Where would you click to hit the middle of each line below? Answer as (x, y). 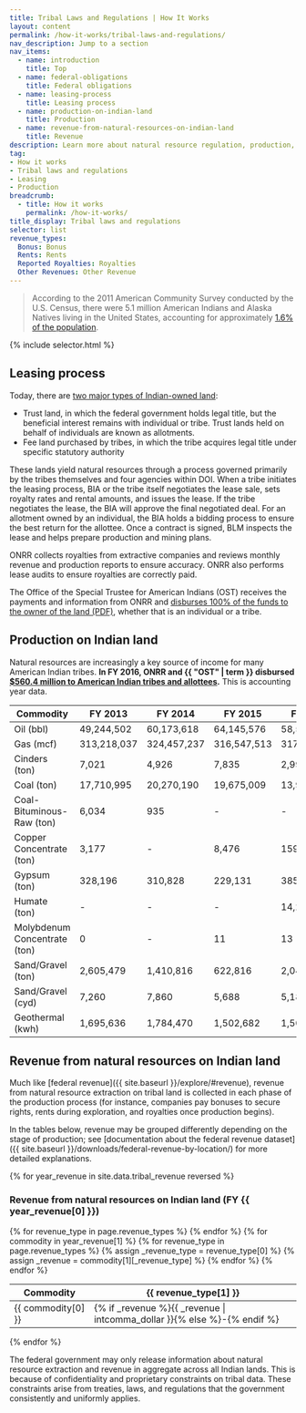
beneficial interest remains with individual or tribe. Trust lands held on (153, 423)
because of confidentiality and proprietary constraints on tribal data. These (150, 1378)
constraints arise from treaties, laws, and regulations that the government (147, 1388)
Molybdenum (42, 927)
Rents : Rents (42, 255)
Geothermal (40, 1017)
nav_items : (30, 52)
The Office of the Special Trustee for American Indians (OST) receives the (148, 592)
